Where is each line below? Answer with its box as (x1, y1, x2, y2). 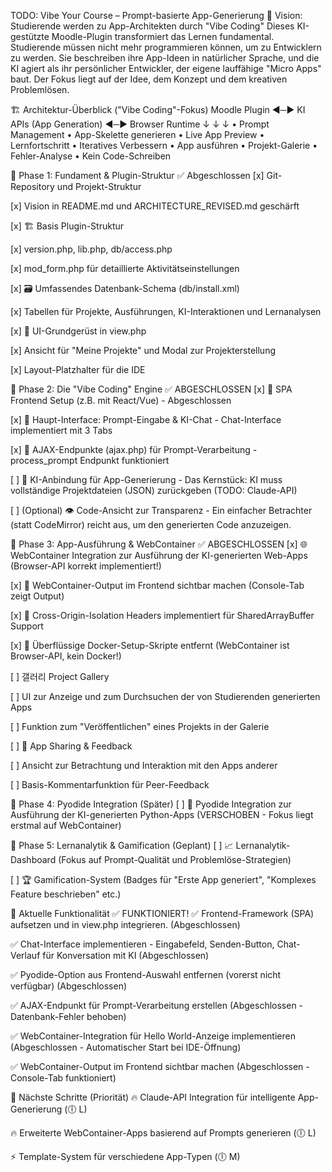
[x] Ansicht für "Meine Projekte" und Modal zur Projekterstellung (10, 345, 277, 356)
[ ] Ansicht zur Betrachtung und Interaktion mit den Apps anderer (10, 760, 278, 771)
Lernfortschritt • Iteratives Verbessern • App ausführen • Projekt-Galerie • (10, 140, 318, 151)
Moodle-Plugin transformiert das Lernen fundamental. (51, 31, 275, 42)
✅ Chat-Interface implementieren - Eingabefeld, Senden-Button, (10, 938, 275, 950)
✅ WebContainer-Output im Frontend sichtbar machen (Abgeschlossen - (10, 1061, 310, 1072)
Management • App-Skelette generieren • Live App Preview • (10, 129, 265, 140)
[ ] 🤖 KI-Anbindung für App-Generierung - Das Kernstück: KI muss (10, 474, 283, 485)
